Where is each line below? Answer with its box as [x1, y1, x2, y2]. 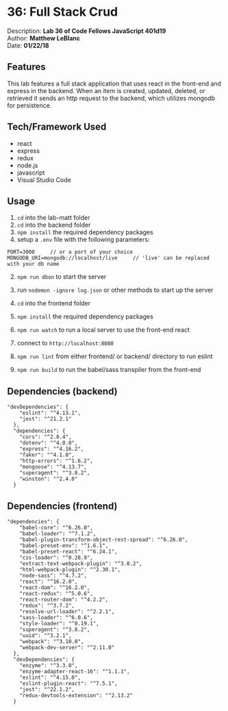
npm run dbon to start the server [16, 273, 107, 281]
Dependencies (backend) [7, 385, 118, 397]
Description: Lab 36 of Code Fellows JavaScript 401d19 [7, 27, 166, 35]
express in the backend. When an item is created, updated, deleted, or [7, 86, 205, 95]
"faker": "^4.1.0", [19, 451, 75, 459]
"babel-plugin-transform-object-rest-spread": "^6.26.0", [19, 536, 188, 543]
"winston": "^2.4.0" [19, 475, 78, 483]
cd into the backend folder [16, 221, 91, 229]
